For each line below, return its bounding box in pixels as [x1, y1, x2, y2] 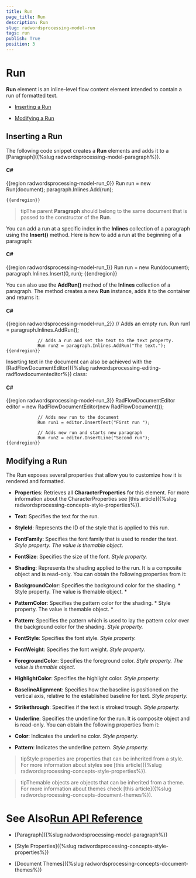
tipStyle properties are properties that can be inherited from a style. [20, 755, 184, 762]
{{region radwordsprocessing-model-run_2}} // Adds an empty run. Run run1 [6, 320, 191, 328]
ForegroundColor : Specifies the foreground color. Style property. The [14, 657, 183, 664]
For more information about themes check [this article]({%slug [20, 785, 171, 793]
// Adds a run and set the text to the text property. [37, 338, 174, 344]
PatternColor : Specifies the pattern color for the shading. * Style [14, 600, 171, 607]
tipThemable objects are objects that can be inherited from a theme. [20, 779, 184, 786]
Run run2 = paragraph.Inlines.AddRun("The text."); [37, 343, 166, 349]
